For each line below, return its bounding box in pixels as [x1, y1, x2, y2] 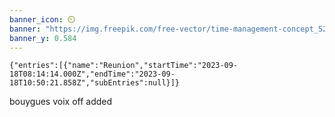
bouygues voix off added [9, 96, 113, 108]
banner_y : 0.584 [9, 33, 77, 43]
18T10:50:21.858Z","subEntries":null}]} [9, 78, 181, 88]
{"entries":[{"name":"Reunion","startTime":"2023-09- [9, 61, 239, 71]
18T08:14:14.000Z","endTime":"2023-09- [9, 69, 176, 80]
